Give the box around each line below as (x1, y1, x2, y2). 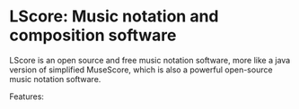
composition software (9, 25, 177, 46)
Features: (9, 91, 45, 102)
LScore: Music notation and (9, 6, 219, 27)
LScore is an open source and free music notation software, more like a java (9, 54, 291, 65)
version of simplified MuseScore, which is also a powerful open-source (9, 64, 273, 75)
